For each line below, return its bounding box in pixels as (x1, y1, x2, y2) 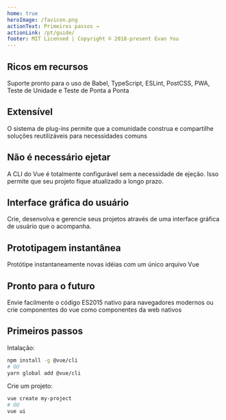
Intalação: (7, 343, 36, 351)
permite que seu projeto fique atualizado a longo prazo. (7, 177, 164, 185)
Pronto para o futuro (7, 280, 95, 292)
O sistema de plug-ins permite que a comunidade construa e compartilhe (7, 124, 214, 132)
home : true (7, 10, 38, 17)
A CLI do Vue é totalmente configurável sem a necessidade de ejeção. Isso (7, 169, 219, 178)
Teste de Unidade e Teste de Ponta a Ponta (7, 86, 129, 95)
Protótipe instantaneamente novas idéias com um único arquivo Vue (7, 260, 200, 269)
